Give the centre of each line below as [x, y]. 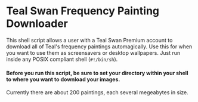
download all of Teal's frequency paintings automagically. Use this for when [99, 47]
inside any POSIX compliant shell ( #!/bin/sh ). [62, 59]
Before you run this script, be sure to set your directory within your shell [97, 73]
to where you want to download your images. [63, 79]
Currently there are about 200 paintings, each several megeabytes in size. [98, 92]
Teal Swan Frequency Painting [83, 11]
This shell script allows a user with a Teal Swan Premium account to [89, 40]
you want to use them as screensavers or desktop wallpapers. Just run [93, 52]
